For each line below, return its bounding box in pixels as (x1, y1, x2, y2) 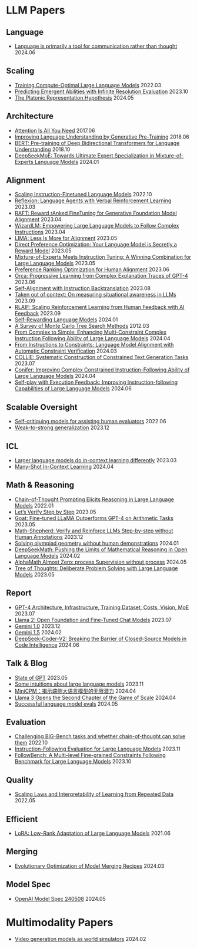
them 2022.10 (14, 739, 48, 746)
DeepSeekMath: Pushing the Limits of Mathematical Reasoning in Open (14, 546, 188, 553)
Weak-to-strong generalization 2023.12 (14, 424, 110, 431)
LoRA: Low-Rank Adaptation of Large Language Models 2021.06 (14, 829, 171, 837)
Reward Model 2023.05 (14, 247, 72, 254)
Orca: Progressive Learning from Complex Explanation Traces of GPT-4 (14, 272, 188, 279)
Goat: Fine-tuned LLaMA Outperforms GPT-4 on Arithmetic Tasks (14, 514, 173, 522)
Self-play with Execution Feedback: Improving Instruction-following (14, 378, 178, 386)
